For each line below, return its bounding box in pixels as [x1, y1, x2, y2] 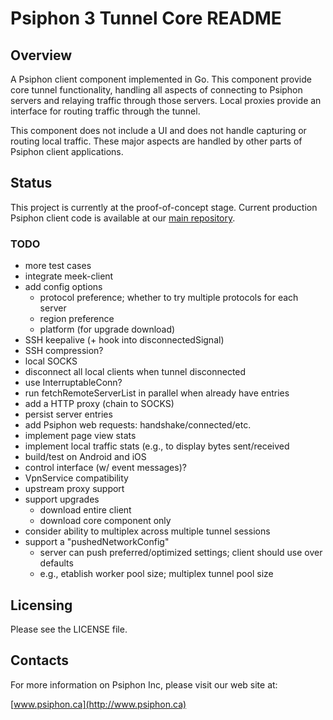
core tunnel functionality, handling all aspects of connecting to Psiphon [10, 84, 303, 96]
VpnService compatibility [24, 472, 129, 484]
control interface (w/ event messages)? [24, 462, 187, 474]
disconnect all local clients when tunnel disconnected [24, 366, 247, 378]
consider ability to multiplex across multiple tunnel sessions [24, 525, 271, 537]
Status [10, 175, 53, 192]
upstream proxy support [24, 483, 125, 495]
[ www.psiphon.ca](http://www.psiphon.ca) [10, 698, 187, 710]
